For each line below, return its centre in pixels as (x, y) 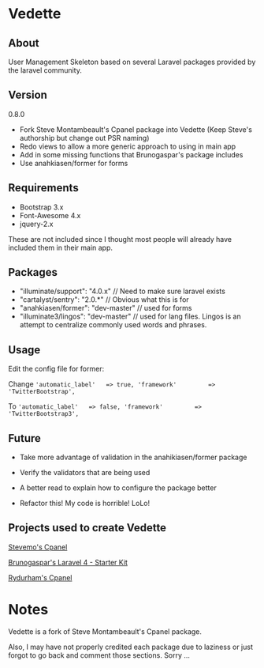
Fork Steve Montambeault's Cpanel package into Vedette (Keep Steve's (136, 129)
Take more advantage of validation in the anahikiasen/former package (133, 457)
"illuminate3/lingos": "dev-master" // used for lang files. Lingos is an (130, 316)
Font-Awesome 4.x (50, 215)
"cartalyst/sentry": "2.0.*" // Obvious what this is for (104, 300)
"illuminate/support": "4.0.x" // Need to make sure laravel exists (123, 291)
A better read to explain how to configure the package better (118, 488)
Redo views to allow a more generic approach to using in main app (128, 146)
